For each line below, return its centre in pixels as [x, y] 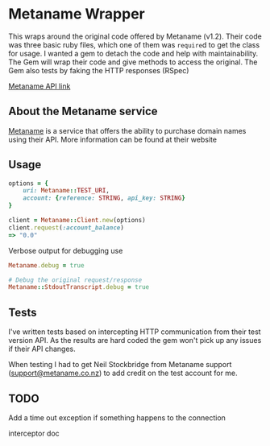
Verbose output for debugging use [66, 250]
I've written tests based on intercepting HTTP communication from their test [135, 332]
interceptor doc [34, 433]
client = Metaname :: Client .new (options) [77, 221]
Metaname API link [39, 86]
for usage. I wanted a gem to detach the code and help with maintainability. [133, 53]
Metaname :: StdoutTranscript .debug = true [79, 287]
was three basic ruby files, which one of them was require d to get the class [134, 44]
